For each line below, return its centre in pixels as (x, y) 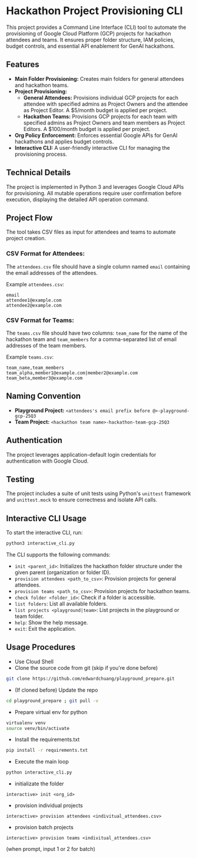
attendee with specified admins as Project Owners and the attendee (106, 104)
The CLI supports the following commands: (58, 555)
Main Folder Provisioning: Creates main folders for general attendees (99, 78)
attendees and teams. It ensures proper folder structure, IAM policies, (91, 40)
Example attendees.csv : (35, 284)
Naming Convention (44, 396)
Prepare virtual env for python (51, 712)
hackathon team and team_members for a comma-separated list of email (91, 339)
